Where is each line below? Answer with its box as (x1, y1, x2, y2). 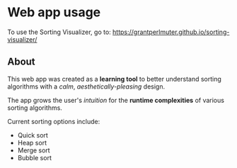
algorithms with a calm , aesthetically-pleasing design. (7, 82, 165, 91)
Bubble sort (17, 153, 52, 162)
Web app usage (7, 4, 101, 21)
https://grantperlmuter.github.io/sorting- (112, 28, 230, 36)
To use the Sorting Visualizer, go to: (7, 28, 111, 36)
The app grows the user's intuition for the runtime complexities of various (7, 96, 225, 104)
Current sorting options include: (7, 117, 100, 125)
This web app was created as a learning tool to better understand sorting (7, 74, 221, 83)
